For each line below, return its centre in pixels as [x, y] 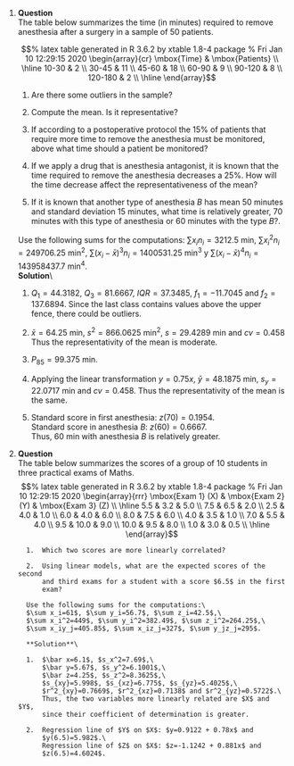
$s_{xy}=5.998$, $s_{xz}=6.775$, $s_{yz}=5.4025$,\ [139, 683]
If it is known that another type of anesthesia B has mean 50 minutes [157, 202]
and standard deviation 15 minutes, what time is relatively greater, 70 [157, 212]
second [30, 574]
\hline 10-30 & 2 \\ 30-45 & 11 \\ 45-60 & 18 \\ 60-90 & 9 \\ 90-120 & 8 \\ [152, 68]
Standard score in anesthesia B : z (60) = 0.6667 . [119, 427]
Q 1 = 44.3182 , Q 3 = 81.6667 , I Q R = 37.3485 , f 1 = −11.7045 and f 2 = [153, 294]
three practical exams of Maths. [76, 472]
